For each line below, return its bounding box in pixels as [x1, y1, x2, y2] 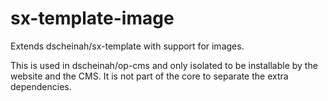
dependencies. [10, 80, 72, 92]
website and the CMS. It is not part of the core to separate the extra [10, 70, 289, 82]
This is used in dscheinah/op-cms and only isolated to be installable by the [10, 59, 318, 71]
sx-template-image [10, 7, 175, 30]
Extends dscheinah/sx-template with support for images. [10, 40, 245, 52]
